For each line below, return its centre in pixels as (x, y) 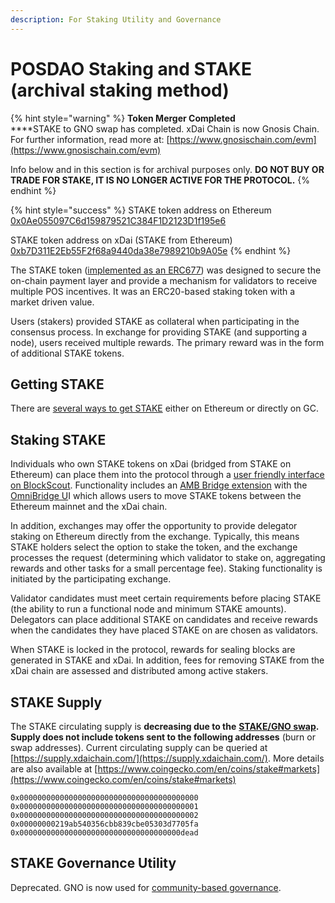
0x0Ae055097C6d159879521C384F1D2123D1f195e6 (118, 220)
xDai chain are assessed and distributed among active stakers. (139, 671)
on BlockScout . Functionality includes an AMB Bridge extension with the (159, 485)
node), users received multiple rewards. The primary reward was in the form (167, 342)
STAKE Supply (56, 702)
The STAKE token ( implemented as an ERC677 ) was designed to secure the (166, 270)
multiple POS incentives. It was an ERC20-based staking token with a (153, 291)
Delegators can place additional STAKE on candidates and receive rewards (164, 620)
